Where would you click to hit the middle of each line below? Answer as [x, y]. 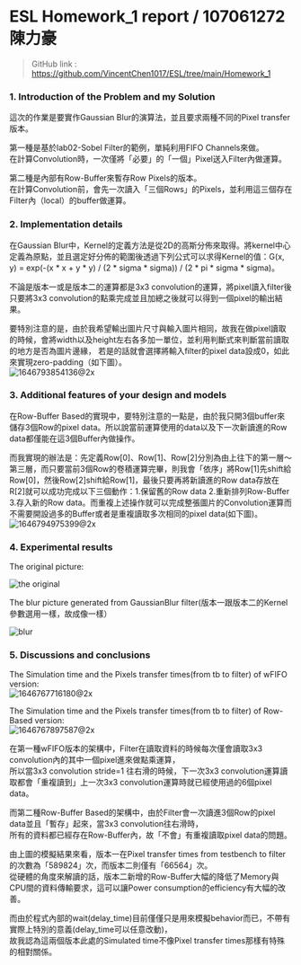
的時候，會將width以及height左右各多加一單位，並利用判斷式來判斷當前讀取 [149, 340]
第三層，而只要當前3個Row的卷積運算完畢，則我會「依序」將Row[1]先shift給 [150, 468]
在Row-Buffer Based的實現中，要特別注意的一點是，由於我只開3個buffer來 [147, 416]
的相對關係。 [33, 952]
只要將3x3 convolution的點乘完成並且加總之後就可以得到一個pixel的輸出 [142, 297]
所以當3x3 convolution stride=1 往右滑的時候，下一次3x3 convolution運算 [145, 771]
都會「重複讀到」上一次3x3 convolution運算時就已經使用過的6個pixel [144, 783]
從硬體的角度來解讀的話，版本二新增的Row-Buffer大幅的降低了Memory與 [144, 877]
